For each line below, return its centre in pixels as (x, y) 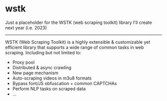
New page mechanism (35, 73)
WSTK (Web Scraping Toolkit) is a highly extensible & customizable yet (78, 42)
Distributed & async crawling (42, 67)
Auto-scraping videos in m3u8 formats (52, 78)
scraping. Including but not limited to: (43, 52)
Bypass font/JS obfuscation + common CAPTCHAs (65, 83)
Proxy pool (23, 62)
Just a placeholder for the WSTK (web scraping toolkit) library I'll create (79, 22)
